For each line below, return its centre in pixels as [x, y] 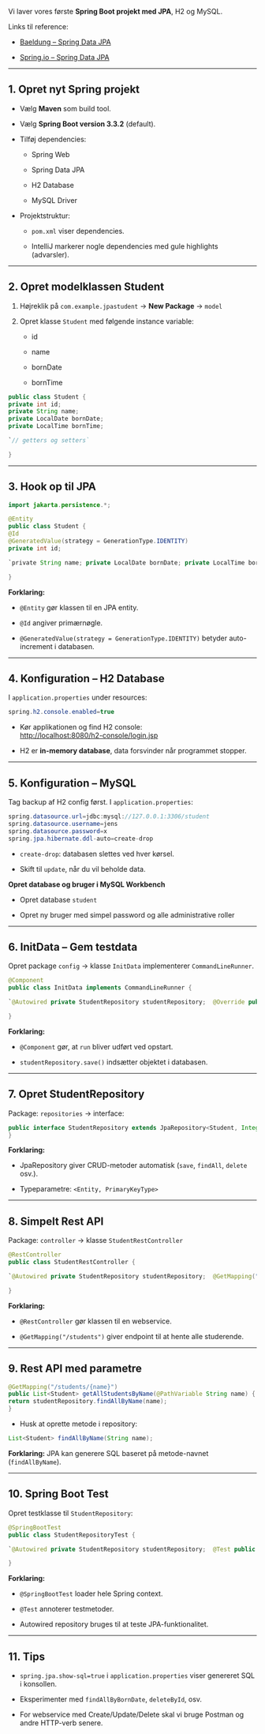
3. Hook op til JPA [52, 487]
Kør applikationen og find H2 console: [81, 727]
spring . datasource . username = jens [63, 824]
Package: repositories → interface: [66, 1113]
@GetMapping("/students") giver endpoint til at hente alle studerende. [132, 1336]
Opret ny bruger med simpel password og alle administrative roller [127, 914]
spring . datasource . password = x [58, 831]
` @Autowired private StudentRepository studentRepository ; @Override [127, 1002]
